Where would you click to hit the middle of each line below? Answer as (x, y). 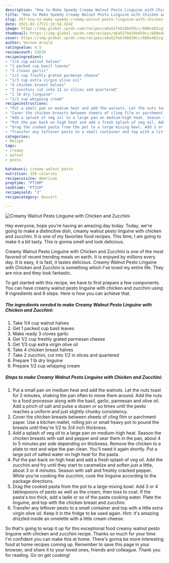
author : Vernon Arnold (29, 43)
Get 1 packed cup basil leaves (43, 328)
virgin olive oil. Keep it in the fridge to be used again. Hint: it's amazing (86, 513)
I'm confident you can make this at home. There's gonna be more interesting (84, 539)
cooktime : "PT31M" (24, 188)
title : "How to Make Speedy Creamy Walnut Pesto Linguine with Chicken (82, 15)
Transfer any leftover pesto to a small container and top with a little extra (88, 508)
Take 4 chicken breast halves (43, 350)
